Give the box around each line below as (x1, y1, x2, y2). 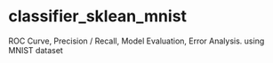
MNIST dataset (8, 44, 63, 55)
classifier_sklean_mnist (8, 6, 188, 27)
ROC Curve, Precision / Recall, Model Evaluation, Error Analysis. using (8, 35, 265, 46)
